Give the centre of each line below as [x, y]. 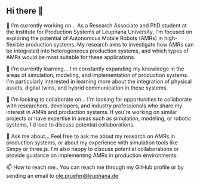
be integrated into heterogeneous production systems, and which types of [98, 51]
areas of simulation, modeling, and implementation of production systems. [98, 75]
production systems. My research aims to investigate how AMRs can [110, 44]
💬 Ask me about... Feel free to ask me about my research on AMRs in [91, 136]
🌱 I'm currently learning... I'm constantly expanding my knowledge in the [95, 69]
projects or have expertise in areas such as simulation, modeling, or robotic [99, 118]
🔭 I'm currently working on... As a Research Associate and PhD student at [96, 25]
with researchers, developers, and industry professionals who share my [94, 106]
